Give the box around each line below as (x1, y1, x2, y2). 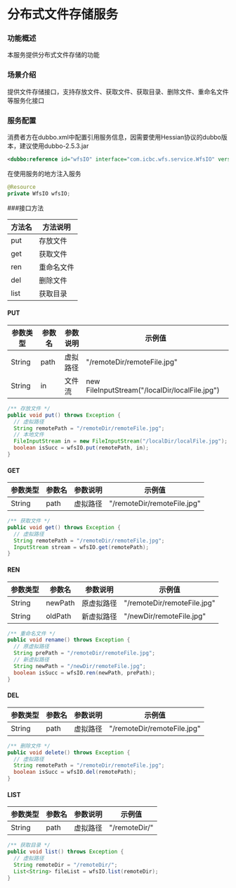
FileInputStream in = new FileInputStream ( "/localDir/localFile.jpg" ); (13, 438, 228, 445)
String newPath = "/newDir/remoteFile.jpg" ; (13, 662, 146, 670)
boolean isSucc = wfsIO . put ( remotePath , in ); (13, 445, 150, 452)
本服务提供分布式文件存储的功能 (7, 51, 100, 59)
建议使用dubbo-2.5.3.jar (19, 142, 89, 150)
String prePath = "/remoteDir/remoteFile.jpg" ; (13, 650, 156, 657)
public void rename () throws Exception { (7, 636, 131, 643)
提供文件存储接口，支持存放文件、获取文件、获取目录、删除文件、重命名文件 (7, 87, 229, 96)
